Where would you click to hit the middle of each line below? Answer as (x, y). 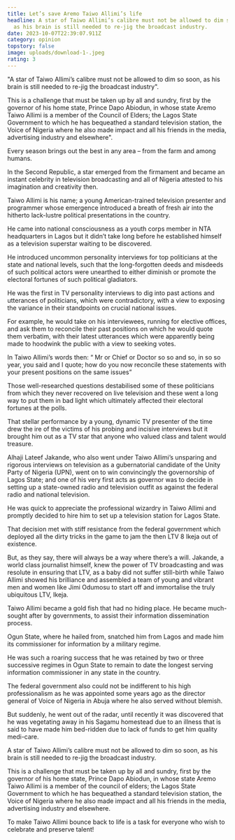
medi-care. (23, 736)
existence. (22, 543)
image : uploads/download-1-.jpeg (56, 53)
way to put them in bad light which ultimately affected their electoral (105, 400)
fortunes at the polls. (37, 408)
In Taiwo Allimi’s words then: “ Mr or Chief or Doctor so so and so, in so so (114, 357)
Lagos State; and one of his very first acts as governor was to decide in (110, 479)
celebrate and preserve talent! (51, 829)
